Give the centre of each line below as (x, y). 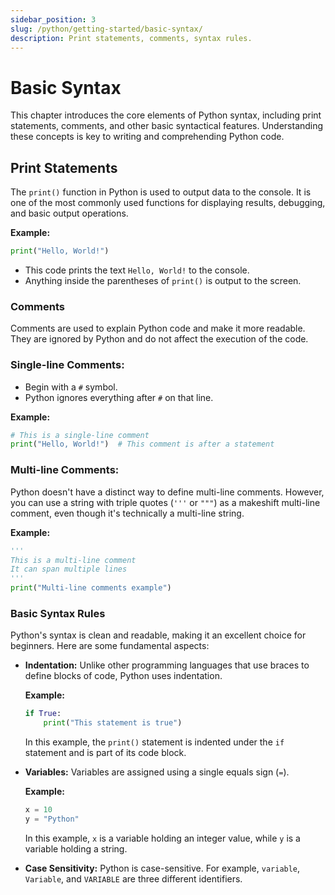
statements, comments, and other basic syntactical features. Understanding (167, 126)
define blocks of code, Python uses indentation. (123, 676)
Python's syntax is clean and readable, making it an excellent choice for (158, 635)
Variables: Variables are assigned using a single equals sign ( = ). (157, 772)
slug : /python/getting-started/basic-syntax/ (106, 29)
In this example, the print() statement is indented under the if (154, 742)
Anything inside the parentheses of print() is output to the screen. (163, 280)
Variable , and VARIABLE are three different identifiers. (133, 878)
